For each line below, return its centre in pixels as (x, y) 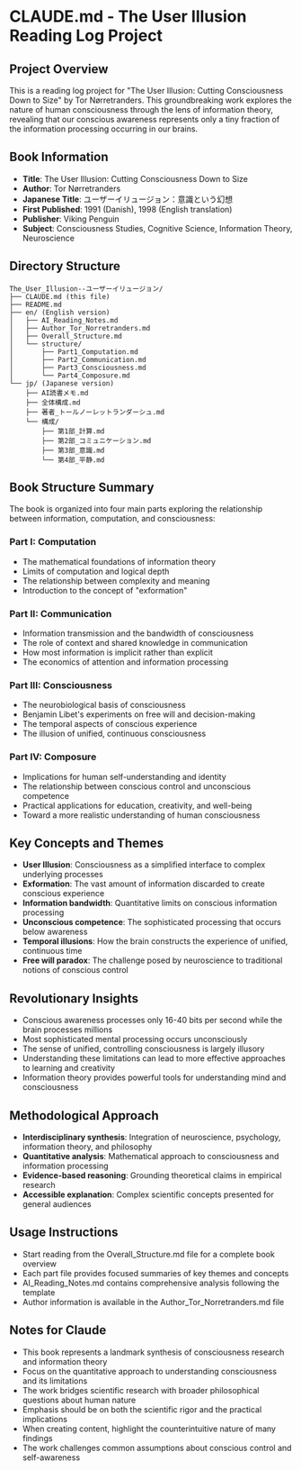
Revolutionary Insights (74, 998)
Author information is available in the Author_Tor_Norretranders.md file (153, 1302)
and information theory (65, 1361)
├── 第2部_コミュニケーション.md (97, 440)
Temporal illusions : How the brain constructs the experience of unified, (155, 941)
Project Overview (59, 69)
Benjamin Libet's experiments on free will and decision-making (139, 714)
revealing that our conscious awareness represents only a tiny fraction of (145, 119)
